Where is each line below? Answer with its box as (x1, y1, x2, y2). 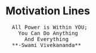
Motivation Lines (5, 4, 91, 18)
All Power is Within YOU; (11, 24, 88, 30)
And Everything (24, 36, 69, 42)
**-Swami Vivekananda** (11, 42, 82, 48)
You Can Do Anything (18, 30, 78, 36)
